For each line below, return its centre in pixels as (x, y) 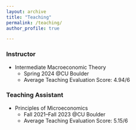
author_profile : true (33, 28)
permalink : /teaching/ (34, 23)
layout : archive (26, 12)
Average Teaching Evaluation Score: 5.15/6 (76, 121)
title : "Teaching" (29, 17)
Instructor (21, 54)
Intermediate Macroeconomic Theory (60, 67)
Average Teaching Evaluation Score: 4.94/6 (77, 80)
